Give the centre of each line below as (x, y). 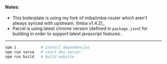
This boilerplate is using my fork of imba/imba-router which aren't (80, 18)
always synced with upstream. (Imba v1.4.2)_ (58, 23)
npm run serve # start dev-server (43, 52)
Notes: (12, 7)
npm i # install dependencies (48, 48)
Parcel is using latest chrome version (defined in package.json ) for (80, 29)
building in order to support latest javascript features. (67, 34)
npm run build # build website (40, 57)
